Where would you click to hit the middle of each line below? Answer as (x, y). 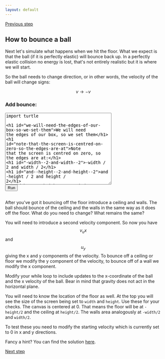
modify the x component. (31, 267)
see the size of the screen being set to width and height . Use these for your (82, 301)
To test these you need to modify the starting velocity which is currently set (82, 327)
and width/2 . (18, 317)
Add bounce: (21, 105)
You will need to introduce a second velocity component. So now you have (81, 222)
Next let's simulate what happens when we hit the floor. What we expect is (81, 51)
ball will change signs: (28, 82)
